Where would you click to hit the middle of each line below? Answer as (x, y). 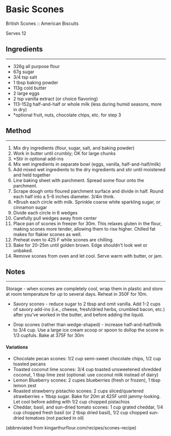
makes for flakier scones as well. (47, 234)
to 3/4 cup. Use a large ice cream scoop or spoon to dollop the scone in (88, 330)
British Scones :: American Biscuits (42, 23)
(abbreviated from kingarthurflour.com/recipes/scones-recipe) (71, 427)
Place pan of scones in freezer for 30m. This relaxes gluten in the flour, (87, 223)
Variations (17, 347)
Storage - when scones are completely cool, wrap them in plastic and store (84, 289)
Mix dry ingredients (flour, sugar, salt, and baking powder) (74, 148)
